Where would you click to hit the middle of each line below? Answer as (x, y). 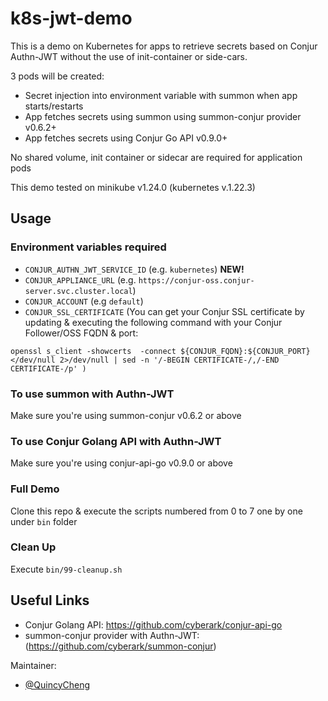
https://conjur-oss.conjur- (196, 280)
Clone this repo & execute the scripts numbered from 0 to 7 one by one (156, 511)
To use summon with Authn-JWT (92, 394)
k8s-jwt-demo (71, 18)
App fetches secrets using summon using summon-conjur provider (163, 116)
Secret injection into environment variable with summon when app (161, 95)
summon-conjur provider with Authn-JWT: (112, 635)
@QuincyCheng (57, 684)
